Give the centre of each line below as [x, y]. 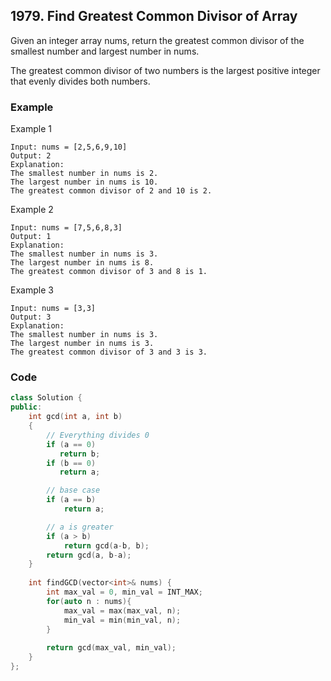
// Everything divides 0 [98, 435]
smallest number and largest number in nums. [105, 51]
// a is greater [80, 527]
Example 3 [32, 290]
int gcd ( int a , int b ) [75, 417]
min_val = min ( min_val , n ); [122, 620]
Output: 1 [31, 237]
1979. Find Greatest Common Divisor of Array [154, 16]
